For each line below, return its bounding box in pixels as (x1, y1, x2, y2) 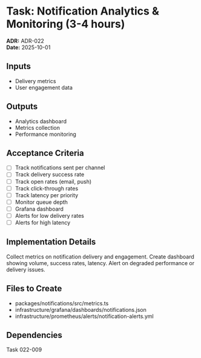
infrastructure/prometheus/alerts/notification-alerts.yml (15, 312, 154, 320)
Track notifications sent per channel (15, 164, 105, 171)
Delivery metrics (15, 77, 56, 84)
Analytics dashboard (15, 117, 67, 125)
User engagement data (15, 84, 73, 91)
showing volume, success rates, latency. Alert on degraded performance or (6, 259, 195, 266)
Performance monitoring (15, 130, 77, 138)
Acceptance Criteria (6, 147, 84, 158)
